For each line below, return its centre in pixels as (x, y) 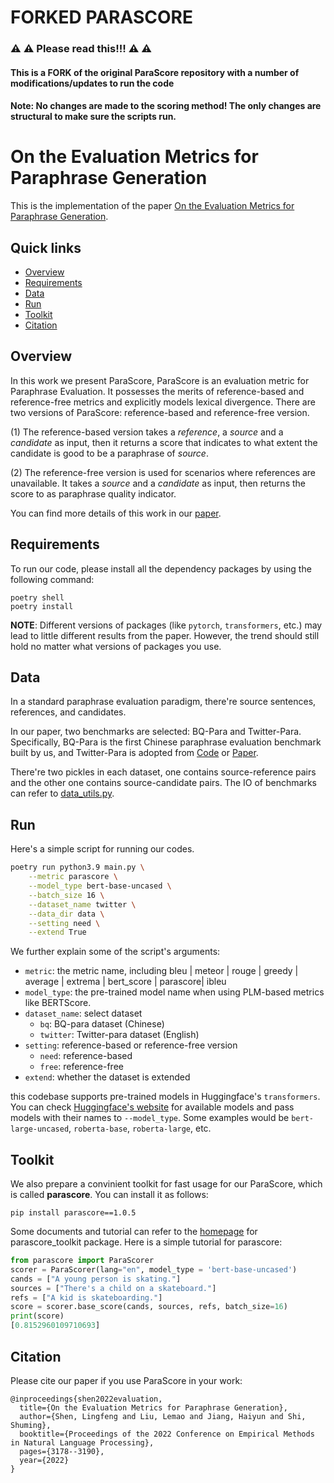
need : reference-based (86, 1056)
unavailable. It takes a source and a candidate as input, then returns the (158, 483)
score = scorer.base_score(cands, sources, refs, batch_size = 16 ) (149, 1307)
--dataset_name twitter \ (82, 904)
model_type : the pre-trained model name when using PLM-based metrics (174, 992)
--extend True (57, 932)
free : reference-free (81, 1067)
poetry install (42, 606)
